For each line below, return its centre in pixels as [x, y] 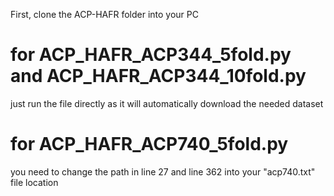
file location [34, 182]
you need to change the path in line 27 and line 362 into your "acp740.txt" [163, 171]
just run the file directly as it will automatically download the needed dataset [167, 103]
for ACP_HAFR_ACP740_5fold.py [149, 144]
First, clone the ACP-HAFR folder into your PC [104, 14]
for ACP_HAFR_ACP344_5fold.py [151, 55]
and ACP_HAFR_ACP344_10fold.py [158, 76]
